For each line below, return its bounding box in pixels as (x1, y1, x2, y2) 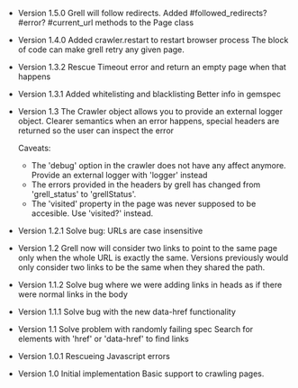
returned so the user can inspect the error (17, 125, 174, 136)
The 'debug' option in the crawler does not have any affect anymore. (31, 160, 286, 170)
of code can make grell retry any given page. (17, 44, 185, 55)
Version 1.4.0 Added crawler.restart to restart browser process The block (17, 35, 289, 45)
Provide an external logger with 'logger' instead (31, 170, 208, 180)
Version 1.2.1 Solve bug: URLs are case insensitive (17, 225, 203, 236)
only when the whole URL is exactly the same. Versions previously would (17, 252, 289, 263)
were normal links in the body (17, 289, 129, 300)
